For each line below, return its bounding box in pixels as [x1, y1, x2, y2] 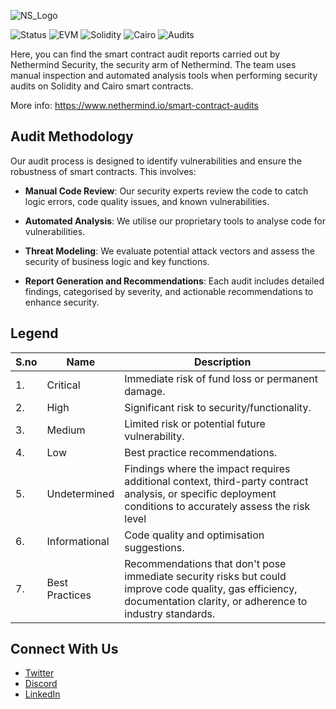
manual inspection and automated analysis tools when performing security [10, 70, 318, 81]
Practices [46, 588, 92, 602]
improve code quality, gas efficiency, [124, 581, 298, 595]
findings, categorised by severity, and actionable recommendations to [24, 285, 314, 297]
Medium [46, 423, 86, 437]
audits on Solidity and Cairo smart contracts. [10, 80, 194, 92]
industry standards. [124, 606, 216, 620]
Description [193, 355, 252, 369]
